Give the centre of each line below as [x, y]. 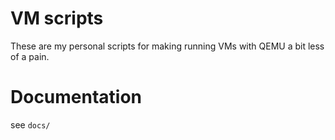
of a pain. [30, 56]
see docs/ [30, 124]
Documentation [76, 97]
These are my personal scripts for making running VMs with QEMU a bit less [167, 46]
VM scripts [57, 18]
